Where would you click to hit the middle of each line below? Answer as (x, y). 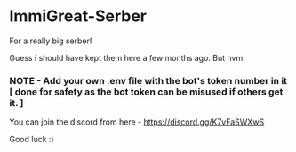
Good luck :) (32, 140)
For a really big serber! (51, 41)
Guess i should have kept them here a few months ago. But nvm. (128, 57)
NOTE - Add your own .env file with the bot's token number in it (148, 80)
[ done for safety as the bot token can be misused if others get (146, 92)
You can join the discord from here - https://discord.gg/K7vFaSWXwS (137, 122)
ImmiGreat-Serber (78, 16)
